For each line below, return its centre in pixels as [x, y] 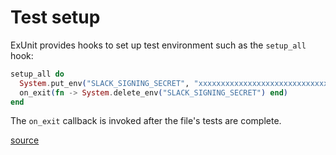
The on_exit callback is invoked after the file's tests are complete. [146, 121]
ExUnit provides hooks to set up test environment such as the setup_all [158, 45]
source [25, 140]
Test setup [55, 17]
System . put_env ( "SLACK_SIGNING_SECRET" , [104, 83]
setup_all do [37, 74]
